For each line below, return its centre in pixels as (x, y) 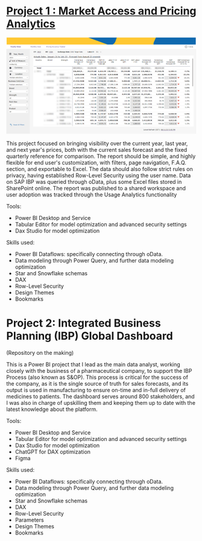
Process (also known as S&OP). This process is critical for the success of (97, 377)
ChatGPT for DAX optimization (53, 452)
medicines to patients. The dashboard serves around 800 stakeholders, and (100, 396)
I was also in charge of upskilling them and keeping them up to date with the (101, 403)
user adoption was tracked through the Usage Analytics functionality (92, 195)
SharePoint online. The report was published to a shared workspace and (96, 189)
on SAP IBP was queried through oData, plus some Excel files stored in (94, 182)
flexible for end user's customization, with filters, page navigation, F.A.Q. (96, 163)
